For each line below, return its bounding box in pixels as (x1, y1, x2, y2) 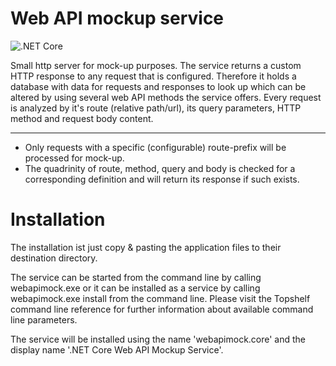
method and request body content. (10, 112, 154, 124)
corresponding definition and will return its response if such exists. (24, 173, 300, 185)
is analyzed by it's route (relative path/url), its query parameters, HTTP (10, 102, 302, 114)
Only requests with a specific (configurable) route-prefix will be (24, 141, 287, 153)
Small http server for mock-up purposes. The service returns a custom (10, 59, 302, 71)
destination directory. (10, 252, 98, 264)
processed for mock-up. (24, 152, 125, 164)
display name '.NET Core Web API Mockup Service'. (10, 343, 224, 356)
